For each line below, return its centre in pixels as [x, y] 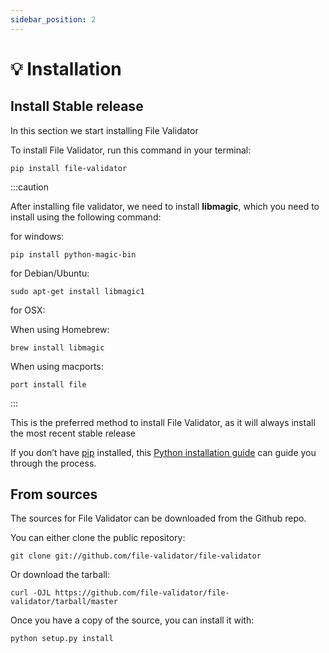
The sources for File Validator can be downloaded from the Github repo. [158, 518]
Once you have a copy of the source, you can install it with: [132, 620]
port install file [48, 384]
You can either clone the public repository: [98, 538]
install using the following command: [86, 217]
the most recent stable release [73, 433]
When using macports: [57, 366]
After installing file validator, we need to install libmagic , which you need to [165, 206]
